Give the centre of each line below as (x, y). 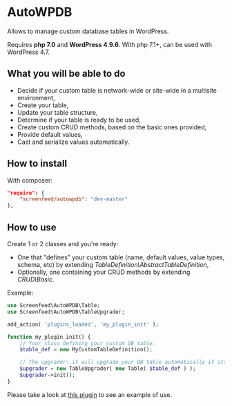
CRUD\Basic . (36, 279)
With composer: (30, 180)
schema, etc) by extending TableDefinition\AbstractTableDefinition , (113, 265)
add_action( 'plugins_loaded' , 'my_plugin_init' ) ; (83, 324)
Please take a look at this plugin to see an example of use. (90, 394)
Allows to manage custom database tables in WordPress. (88, 31)
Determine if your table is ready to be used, (79, 120)
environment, (36, 98)
